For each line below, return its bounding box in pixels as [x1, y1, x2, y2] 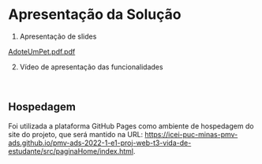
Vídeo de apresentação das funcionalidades [19, 61, 163, 72]
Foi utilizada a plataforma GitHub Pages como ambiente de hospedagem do [8, 121, 254, 131]
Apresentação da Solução [8, 6, 182, 24]
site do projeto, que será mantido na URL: [8, 129, 144, 139]
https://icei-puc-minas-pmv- [144, 129, 238, 139]
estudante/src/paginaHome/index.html [8, 146, 134, 155]
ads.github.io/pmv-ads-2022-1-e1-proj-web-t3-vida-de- [8, 138, 192, 147]
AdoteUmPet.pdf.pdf [8, 47, 76, 56]
